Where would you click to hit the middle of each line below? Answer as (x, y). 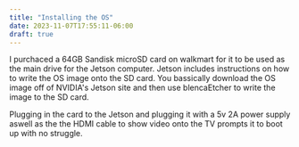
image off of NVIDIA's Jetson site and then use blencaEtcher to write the (142, 88)
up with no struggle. (46, 134)
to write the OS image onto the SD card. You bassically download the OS (143, 78)
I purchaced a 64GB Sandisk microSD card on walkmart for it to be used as (147, 60)
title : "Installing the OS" (62, 17)
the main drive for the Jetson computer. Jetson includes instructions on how (149, 69)
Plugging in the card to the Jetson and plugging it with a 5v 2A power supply (150, 114)
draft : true (31, 34)
